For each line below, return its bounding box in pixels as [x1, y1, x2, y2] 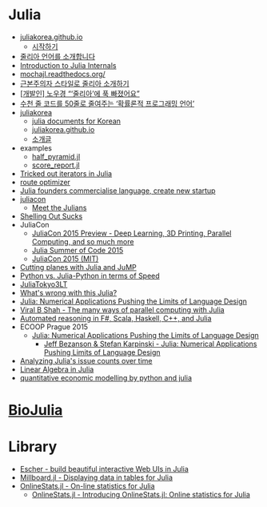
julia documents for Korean [31, 116, 122, 126]
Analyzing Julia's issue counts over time [19, 356, 153, 365]
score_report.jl [31, 160, 80, 170]
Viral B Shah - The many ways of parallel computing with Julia [19, 304, 225, 314]
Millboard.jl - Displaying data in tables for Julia [19, 473, 173, 482]
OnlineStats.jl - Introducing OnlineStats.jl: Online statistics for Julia [31, 490, 250, 500]
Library [8, 438, 58, 456]
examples [19, 143, 52, 153]
